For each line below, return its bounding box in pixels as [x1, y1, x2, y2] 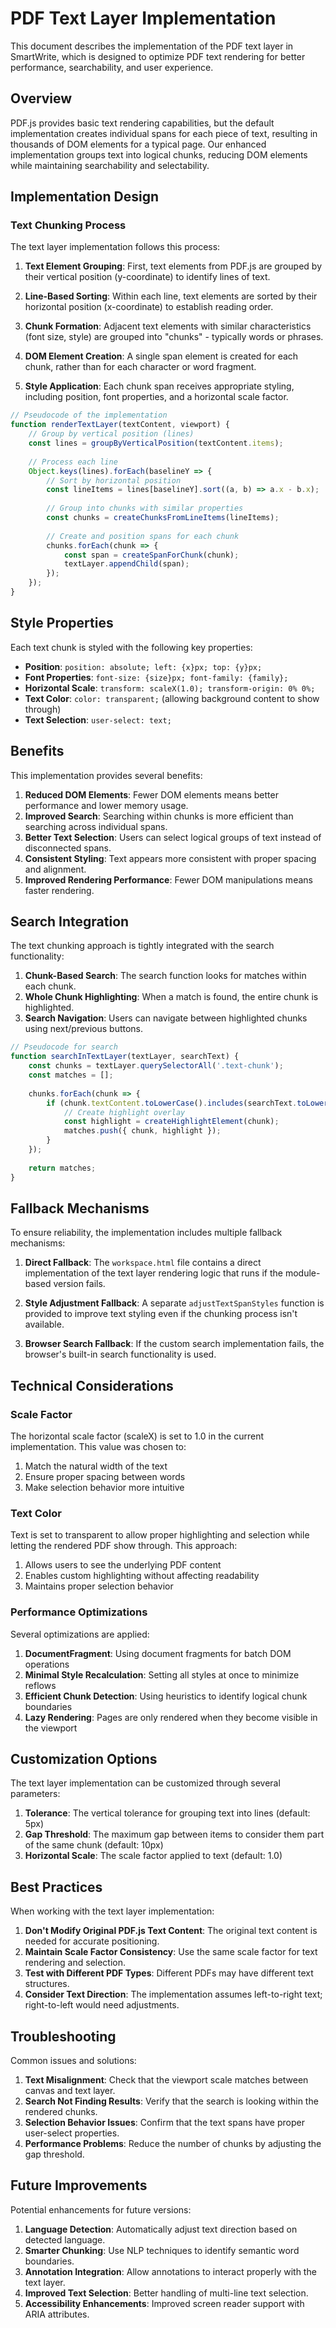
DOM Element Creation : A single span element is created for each [24, 350, 299, 362]
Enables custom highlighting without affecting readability [24, 1570, 260, 1582]
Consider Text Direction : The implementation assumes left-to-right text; [24, 1988, 323, 2001]
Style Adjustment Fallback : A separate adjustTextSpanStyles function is [24, 1297, 325, 1309]
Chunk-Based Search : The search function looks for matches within [24, 970, 307, 982]
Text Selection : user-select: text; [24, 713, 172, 726]
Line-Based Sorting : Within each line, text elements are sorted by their [24, 290, 318, 302]
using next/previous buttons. [24, 1023, 144, 1035]
